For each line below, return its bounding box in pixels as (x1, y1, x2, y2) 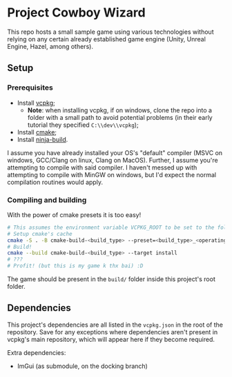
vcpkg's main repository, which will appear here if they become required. (7, 335, 215, 343)
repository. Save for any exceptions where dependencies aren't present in (7, 327, 218, 336)
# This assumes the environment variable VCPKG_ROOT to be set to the (7, 224, 215, 231)
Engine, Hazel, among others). (7, 42, 93, 50)
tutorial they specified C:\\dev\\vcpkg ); (27, 121, 139, 129)
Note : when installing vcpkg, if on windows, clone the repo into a (27, 105, 213, 114)
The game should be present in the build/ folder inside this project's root (7, 275, 215, 283)
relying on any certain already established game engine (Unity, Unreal (7, 34, 206, 43)
